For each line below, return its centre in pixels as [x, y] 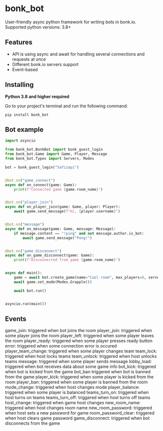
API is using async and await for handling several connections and [78, 54]
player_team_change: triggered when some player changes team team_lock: [81, 351]
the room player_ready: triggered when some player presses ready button [79, 341]
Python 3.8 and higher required [37, 96]
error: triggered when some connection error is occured [61, 346]
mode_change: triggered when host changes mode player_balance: [72, 387]
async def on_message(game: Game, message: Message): [61, 229]
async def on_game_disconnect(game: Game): [50, 255]
